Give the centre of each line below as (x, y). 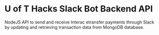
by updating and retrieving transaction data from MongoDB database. (74, 27)
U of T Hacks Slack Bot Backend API (79, 9)
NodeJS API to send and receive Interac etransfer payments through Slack (79, 22)
